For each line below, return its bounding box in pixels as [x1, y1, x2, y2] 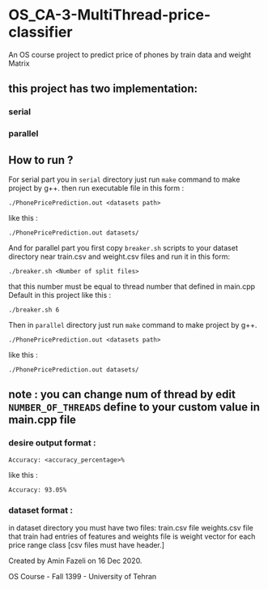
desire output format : [8, 437, 96, 449]
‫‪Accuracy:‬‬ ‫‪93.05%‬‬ [8, 485, 67, 494]
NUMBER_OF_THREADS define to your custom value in [8, 400, 261, 415]
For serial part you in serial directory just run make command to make [8, 174, 240, 184]
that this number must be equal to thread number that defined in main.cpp [8, 282, 256, 291]
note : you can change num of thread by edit [8, 388, 236, 402]
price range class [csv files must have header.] [8, 540, 164, 549]
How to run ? [8, 153, 74, 167]
